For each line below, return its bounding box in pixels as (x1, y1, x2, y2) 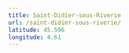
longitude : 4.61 (8, 33, 61, 41)
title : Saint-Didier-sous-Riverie (8, 11, 122, 19)
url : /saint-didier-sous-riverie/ (8, 19, 122, 26)
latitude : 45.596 (8, 26, 65, 34)
